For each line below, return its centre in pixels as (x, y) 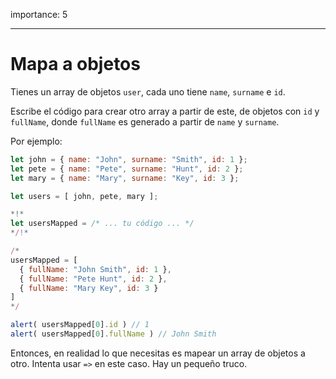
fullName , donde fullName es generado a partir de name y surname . (145, 121)
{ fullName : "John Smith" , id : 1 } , (95, 269)
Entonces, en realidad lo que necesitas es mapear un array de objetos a (158, 353)
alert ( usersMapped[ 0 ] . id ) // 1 (80, 325)
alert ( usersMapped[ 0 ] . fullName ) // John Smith (113, 334)
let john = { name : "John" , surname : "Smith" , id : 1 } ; (129, 159)
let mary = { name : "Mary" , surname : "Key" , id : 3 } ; (125, 178)
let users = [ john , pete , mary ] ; (84, 196)
